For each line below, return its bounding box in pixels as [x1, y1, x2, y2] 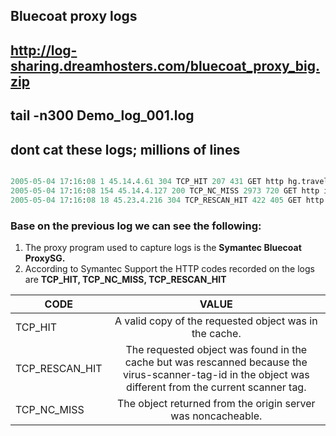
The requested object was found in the [125, 342, 308, 356]
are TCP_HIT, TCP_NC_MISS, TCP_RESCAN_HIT [24, 273, 227, 285]
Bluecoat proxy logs [10, 8, 138, 25]
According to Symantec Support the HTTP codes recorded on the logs [24, 262, 315, 274]
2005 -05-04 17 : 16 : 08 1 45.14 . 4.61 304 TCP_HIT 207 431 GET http [10, 176, 284, 186]
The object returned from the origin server [116, 396, 316, 410]
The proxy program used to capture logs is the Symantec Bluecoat [24, 241, 302, 253]
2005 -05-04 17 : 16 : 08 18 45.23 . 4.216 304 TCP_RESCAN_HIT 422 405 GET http [10, 195, 325, 205]
